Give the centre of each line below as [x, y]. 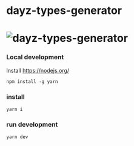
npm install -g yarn [32, 81]
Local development [35, 57]
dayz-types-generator [64, 11]
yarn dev [17, 137]
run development [32, 124]
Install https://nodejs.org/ [38, 70]
